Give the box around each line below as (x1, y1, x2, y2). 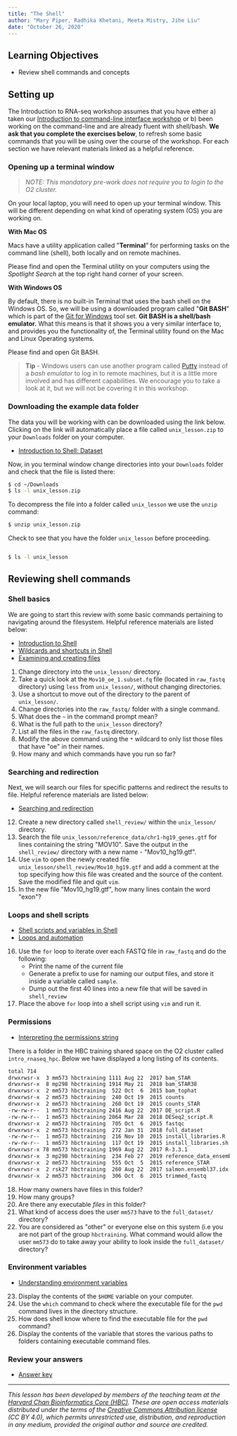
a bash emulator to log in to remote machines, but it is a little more (25, 369, 217, 378)
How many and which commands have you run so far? (18, 750, 177, 758)
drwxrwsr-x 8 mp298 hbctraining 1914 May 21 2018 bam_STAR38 (8, 1081, 198, 1088)
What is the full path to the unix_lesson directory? (18, 719, 162, 728)
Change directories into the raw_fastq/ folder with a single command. (18, 705, 220, 713)
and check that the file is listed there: (8, 467, 115, 475)
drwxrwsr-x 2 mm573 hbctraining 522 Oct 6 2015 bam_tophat (8, 1087, 198, 1094)
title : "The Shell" (8, 10, 65, 18)
